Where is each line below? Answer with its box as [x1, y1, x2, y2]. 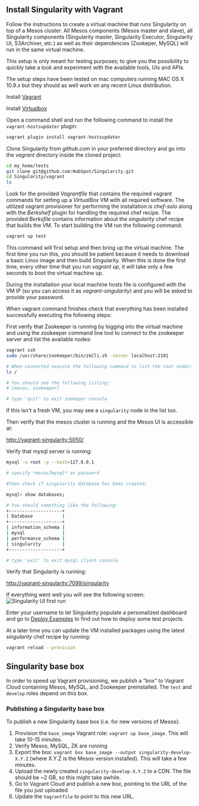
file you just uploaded [14, 786, 68, 794]
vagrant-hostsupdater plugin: [6, 122, 78, 130]
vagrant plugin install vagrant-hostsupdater [6, 134, 121, 140]
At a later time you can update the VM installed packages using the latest [6, 627, 185, 634]
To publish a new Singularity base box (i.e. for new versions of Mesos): [6, 718, 180, 726]
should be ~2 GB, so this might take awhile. [14, 774, 121, 781]
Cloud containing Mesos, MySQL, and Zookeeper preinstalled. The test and [6, 683, 192, 690]
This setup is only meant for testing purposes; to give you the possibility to [6, 57, 189, 64]
